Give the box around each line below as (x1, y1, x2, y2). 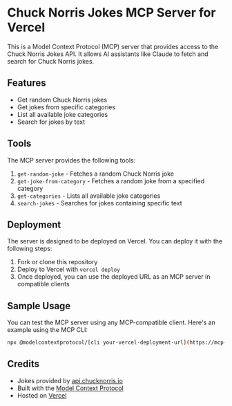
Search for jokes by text (17, 118, 86, 126)
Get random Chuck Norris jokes (17, 95, 108, 104)
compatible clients (17, 280, 70, 288)
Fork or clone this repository (17, 258, 98, 266)
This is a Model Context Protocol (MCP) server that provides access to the (7, 42, 219, 50)
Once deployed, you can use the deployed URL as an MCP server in (17, 273, 211, 281)
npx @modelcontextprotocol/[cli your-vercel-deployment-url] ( (7, 339, 190, 347)
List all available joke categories (17, 110, 108, 118)
